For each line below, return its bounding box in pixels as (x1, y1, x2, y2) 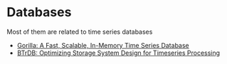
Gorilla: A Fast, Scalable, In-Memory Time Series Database (16, 41, 189, 49)
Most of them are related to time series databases (6, 27, 153, 36)
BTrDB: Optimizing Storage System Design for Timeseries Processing (16, 49, 221, 57)
